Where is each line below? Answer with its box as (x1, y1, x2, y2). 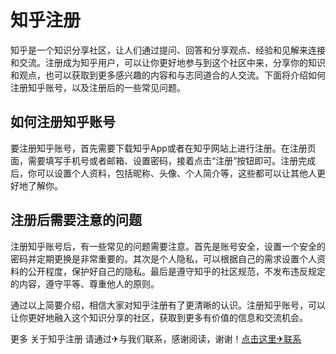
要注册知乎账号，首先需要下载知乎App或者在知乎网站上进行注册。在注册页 (10, 142, 317, 154)
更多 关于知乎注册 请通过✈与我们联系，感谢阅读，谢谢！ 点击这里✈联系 (10, 332, 302, 345)
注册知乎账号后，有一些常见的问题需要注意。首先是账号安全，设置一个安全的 (10, 240, 326, 252)
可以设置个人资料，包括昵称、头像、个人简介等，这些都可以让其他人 (36, 167, 317, 179)
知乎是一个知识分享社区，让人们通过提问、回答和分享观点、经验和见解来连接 (10, 44, 326, 56)
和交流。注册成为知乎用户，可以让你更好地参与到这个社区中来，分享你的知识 (10, 56, 326, 68)
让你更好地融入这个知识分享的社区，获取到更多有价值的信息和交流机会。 (10, 311, 308, 323)
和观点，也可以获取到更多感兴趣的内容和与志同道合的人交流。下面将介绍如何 (10, 69, 326, 81)
